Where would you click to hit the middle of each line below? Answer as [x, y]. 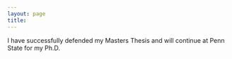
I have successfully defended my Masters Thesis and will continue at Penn [116, 40]
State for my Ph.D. [34, 48]
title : [17, 20]
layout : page [27, 14]
